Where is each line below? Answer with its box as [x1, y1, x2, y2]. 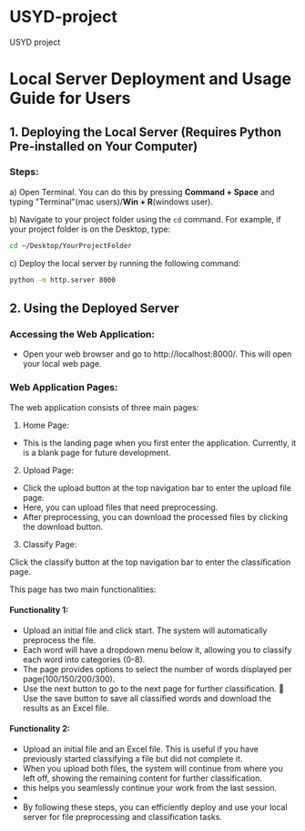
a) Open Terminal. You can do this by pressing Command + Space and [9, 186, 275, 197]
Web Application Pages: [9, 381, 118, 394]
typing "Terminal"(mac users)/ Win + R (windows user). [9, 196, 214, 207]
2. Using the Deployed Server [9, 300, 179, 316]
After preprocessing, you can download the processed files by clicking [22, 511, 289, 522]
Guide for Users [9, 88, 131, 109]
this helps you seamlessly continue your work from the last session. [22, 782, 278, 793]
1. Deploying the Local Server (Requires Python [9, 124, 282, 140]
